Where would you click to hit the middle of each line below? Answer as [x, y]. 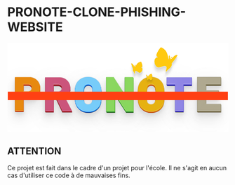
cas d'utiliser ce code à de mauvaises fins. [69, 175]
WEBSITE [35, 27]
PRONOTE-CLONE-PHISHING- [97, 12]
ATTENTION [34, 151]
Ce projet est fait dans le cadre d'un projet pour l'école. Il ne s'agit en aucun [117, 168]
